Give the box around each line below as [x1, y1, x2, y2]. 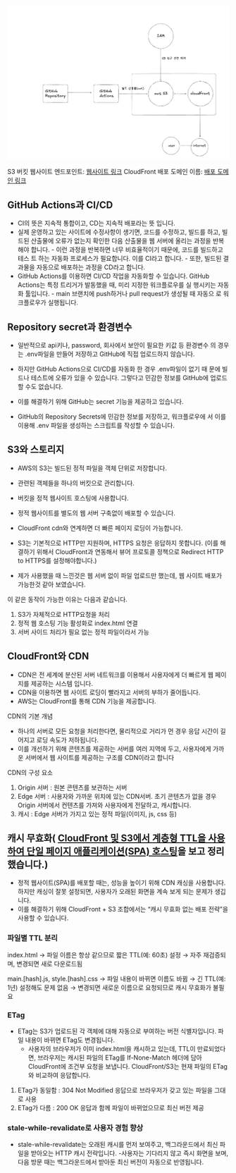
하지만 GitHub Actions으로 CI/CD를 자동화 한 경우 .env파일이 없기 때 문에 [17, 364, 221, 373]
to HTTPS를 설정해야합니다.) [17, 556, 97, 565]
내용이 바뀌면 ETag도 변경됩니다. [25, 1036, 115, 1044]
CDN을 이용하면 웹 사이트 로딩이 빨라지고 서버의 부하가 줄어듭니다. [17, 688, 201, 696]
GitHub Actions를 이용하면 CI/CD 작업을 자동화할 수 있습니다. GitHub [17, 272, 210, 281]
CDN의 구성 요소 [7, 768, 54, 777]
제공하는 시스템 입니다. [30, 679, 94, 687]
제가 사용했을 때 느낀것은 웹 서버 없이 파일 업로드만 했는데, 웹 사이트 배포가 [17, 571, 223, 579]
